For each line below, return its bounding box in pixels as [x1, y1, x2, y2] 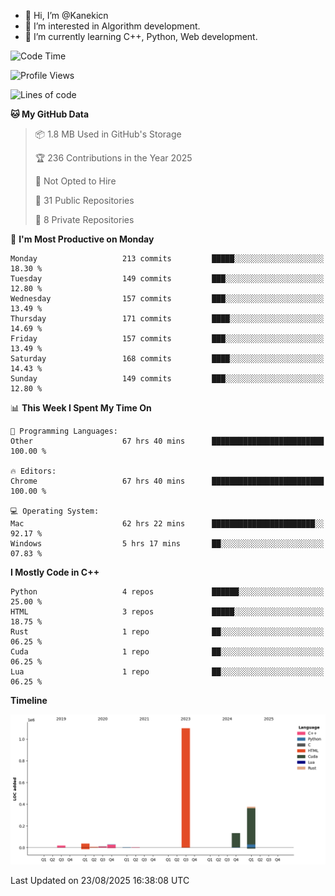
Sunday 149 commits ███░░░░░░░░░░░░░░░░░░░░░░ [10, 374, 325, 384]
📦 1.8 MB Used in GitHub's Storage [34, 128, 182, 140]
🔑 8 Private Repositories [34, 214, 135, 225]
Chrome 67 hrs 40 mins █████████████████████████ [10, 476, 325, 486]
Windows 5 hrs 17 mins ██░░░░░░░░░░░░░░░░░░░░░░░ [10, 539, 325, 549]
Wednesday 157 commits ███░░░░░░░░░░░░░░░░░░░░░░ [10, 294, 325, 304]
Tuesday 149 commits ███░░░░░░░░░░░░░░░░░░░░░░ [10, 274, 325, 284]
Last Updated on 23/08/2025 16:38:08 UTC [10, 875, 190, 887]
